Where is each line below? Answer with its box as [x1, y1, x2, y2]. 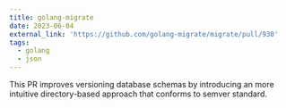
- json [17, 54, 42, 63]
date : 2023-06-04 [9, 21, 74, 30]
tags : [9, 37, 30, 47]
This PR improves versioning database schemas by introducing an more [9, 79, 275, 89]
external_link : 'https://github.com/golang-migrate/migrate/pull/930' [9, 29, 279, 38]
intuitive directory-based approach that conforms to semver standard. [9, 88, 267, 99]
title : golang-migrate [9, 12, 94, 22]
